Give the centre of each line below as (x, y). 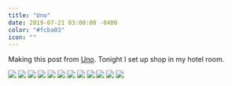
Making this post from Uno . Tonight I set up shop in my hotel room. (116, 59)
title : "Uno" (29, 15)
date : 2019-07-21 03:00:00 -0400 (63, 23)
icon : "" (22, 37)
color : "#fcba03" (37, 30)
